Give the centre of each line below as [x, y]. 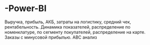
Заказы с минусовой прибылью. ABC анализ [51, 37]
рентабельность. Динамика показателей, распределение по [67, 27]
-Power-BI [25, 8]
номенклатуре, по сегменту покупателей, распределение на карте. [75, 32]
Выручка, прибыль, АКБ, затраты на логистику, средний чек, [68, 22]
